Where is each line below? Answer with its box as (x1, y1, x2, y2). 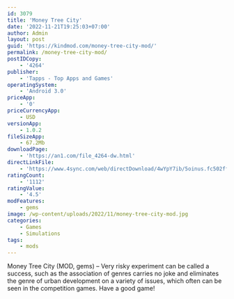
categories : (7, 217, 42, 224)
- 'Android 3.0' (19, 88, 68, 95)
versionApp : (7, 120, 42, 127)
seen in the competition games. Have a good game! (7, 284, 155, 293)
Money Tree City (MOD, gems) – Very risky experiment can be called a (7, 262, 210, 270)
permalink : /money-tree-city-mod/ (7, 49, 108, 56)
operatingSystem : (7, 81, 58, 88)
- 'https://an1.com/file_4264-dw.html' (19, 152, 136, 160)
